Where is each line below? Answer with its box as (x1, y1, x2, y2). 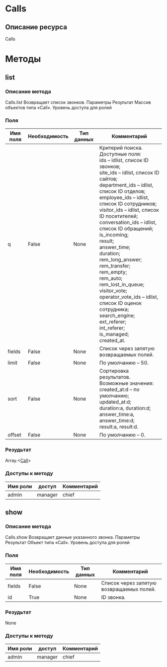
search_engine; (99, 312, 135, 319)
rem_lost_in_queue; (99, 281, 145, 288)
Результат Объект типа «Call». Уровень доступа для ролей (5, 540, 130, 546)
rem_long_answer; (99, 256, 142, 263)
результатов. (99, 374, 131, 381)
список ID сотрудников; (99, 200, 157, 207)
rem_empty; (99, 269, 127, 276)
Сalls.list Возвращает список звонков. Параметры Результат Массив (5, 99, 152, 105)
